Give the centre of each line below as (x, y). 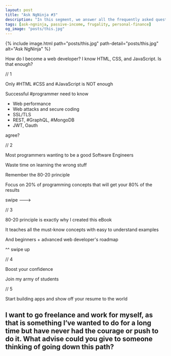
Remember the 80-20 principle (38, 175)
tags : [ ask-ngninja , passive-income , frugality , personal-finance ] (78, 24)
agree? (12, 135)
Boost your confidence (29, 269)
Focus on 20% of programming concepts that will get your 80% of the (79, 185)
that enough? (19, 64)
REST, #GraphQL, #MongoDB (44, 120)
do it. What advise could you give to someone (79, 339)
